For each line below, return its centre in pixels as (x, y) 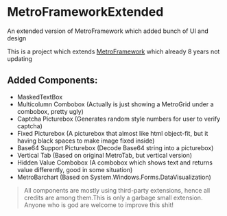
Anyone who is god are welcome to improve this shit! (98, 205)
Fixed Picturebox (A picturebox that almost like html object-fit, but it (112, 133)
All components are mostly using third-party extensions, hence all (117, 190)
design (17, 38)
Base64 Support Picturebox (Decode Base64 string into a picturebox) (115, 147)
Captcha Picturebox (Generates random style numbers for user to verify (119, 119)
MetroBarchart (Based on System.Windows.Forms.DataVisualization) (114, 177)
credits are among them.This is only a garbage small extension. (113, 197)
